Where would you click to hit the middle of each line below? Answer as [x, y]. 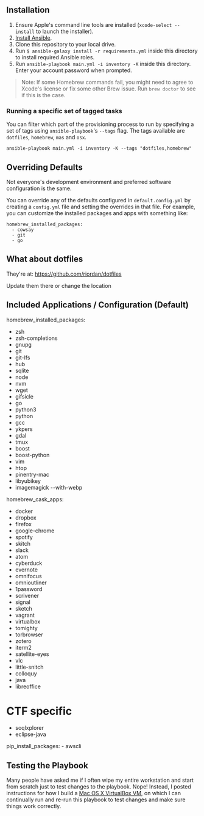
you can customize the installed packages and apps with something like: [97, 213]
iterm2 [23, 647]
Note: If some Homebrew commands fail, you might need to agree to [107, 82]
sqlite [22, 370]
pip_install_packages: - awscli [44, 746]
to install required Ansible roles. [55, 57]
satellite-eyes [32, 654]
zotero [23, 641]
